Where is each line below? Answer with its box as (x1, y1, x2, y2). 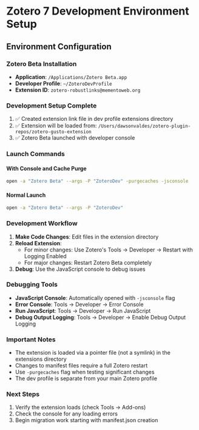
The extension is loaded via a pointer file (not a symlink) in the (15, 349, 171, 357)
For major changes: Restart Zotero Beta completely (24, 259, 152, 266)
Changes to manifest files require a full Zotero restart (15, 362, 148, 369)
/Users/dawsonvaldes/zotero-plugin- (98, 123, 191, 129)
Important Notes (6, 335, 56, 344)
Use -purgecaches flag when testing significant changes (15, 369, 155, 376)
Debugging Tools (6, 281, 58, 289)
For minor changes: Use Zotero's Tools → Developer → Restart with (24, 246, 193, 253)
